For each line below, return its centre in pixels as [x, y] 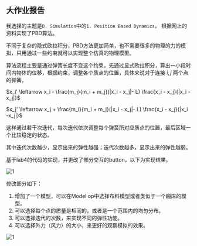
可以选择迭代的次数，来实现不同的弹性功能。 [69, 218]
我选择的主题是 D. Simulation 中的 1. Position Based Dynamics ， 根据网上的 [97, 26]
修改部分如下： [24, 183]
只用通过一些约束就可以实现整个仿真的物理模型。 [75, 53]
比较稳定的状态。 [32, 135]
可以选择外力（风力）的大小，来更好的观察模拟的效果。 [81, 225]
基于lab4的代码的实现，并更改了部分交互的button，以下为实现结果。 [89, 159]
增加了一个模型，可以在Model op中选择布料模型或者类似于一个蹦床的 [98, 196]
